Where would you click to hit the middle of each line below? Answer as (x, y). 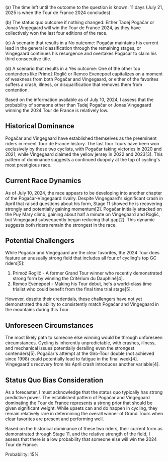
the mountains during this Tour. (37, 310)
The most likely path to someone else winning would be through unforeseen (84, 338)
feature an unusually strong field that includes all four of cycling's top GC (81, 258)
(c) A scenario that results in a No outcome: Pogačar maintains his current (82, 43)
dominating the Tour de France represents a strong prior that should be (79, 403)
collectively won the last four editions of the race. (56, 33)
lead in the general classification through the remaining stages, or (73, 48)
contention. (17, 90)
